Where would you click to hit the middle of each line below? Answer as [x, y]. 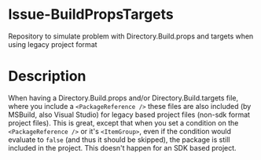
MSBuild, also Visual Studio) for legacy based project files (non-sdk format [129, 115]
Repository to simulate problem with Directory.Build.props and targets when [131, 36]
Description [47, 76]
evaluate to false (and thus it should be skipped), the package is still [119, 140]
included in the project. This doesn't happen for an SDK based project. [123, 147]
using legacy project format [53, 44]
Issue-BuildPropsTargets [91, 15]
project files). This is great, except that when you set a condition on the [123, 122]
